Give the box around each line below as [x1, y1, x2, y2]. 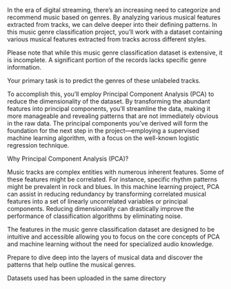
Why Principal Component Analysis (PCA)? [7, 155, 129, 163]
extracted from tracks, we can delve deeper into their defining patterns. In [7, 21, 218, 28]
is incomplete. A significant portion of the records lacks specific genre [7, 56, 207, 64]
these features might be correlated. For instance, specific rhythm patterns [7, 175, 217, 183]
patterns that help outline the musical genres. [7, 261, 137, 268]
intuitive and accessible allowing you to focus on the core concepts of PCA [7, 232, 220, 241]
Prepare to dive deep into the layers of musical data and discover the [7, 253, 203, 261]
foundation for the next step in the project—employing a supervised [7, 127, 200, 134]
